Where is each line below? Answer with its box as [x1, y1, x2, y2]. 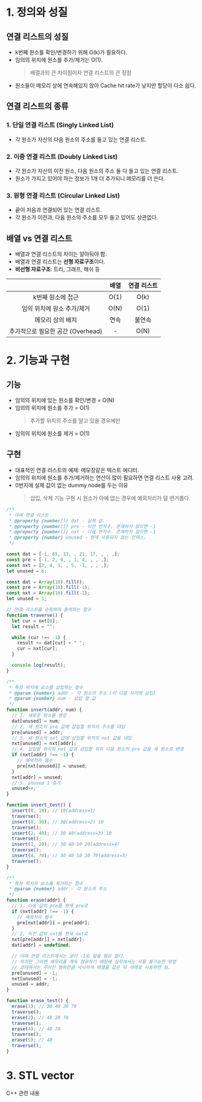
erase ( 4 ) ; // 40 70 [11, 1026, 61, 1032]
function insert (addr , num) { [6, 707, 83, 713]
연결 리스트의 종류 [6, 101, 69, 112]
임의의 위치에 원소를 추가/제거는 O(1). [14, 56, 103, 63]
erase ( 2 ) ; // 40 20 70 [11, 1014, 69, 1020]
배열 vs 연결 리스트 [6, 233, 72, 244]
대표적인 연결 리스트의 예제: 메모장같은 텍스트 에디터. [14, 466, 139, 473]
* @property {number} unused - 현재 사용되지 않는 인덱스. [8, 534, 147, 541]
